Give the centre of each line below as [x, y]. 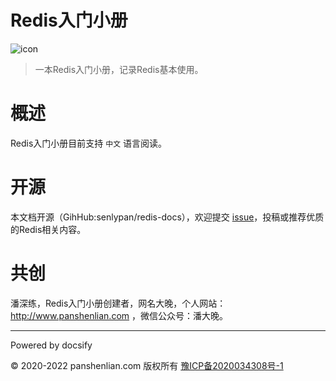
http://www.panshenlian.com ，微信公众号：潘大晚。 [119, 315]
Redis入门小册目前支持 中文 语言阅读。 [88, 143]
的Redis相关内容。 [48, 229]
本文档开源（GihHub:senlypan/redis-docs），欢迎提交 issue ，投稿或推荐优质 [167, 217]
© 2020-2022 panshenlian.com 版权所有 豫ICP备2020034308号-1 [147, 365]
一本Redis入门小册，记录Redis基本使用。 [119, 69]
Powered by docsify [51, 345]
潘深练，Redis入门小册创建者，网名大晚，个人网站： [118, 303]
